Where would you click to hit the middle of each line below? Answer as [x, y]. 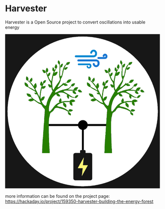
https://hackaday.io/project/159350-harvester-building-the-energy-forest [79, 201]
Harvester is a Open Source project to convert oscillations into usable [75, 22]
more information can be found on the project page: [57, 196]
